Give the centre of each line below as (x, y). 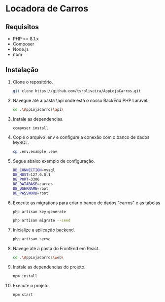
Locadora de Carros (47, 9)
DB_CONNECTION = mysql (34, 170)
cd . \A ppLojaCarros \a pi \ (38, 109)
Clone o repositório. (33, 82)
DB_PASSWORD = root (31, 193)
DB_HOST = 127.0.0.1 (32, 175)
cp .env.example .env (35, 152)
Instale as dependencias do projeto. (49, 267)
